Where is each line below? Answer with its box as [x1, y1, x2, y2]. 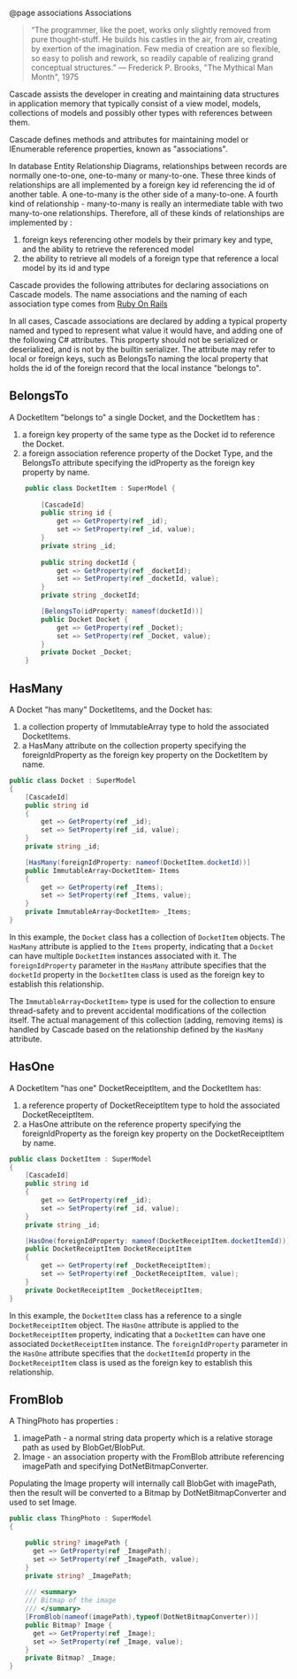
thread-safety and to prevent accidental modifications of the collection [9, 1005, 267, 1016]
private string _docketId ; [41, 591, 141, 600]
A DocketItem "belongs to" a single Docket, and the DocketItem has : [9, 412, 261, 422]
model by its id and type [21, 263, 110, 273]
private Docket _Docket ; [41, 648, 133, 657]
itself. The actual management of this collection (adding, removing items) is [9, 1014, 284, 1025]
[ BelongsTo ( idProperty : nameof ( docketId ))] [41, 607, 203, 616]
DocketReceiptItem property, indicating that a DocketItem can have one [9, 1328, 266, 1340]
